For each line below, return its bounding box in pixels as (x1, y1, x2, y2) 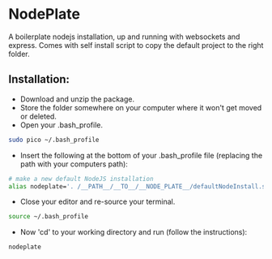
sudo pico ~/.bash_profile (8, 136, 100, 144)
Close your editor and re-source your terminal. (19, 196, 176, 207)
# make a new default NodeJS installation (8, 175, 154, 183)
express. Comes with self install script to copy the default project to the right (8, 40, 264, 50)
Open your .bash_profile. (19, 119, 104, 130)
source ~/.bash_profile (8, 213, 89, 221)
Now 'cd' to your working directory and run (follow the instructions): (19, 227, 248, 237)
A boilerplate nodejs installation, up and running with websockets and (8, 32, 240, 41)
